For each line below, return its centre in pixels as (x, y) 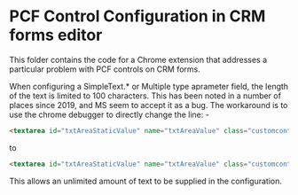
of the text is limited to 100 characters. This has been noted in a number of (145, 96)
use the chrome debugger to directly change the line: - (110, 114)
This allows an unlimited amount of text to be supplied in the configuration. (145, 181)
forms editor (56, 35)
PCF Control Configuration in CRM (137, 16)
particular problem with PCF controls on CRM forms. (105, 69)
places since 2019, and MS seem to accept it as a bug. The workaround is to (149, 105)
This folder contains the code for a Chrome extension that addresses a (138, 59)
